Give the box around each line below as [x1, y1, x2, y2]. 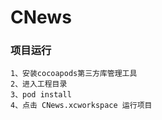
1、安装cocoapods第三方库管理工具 [10, 69, 138, 79]
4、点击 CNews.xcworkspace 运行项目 [10, 101, 153, 111]
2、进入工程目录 [10, 79, 68, 90]
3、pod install [10, 90, 72, 100]
